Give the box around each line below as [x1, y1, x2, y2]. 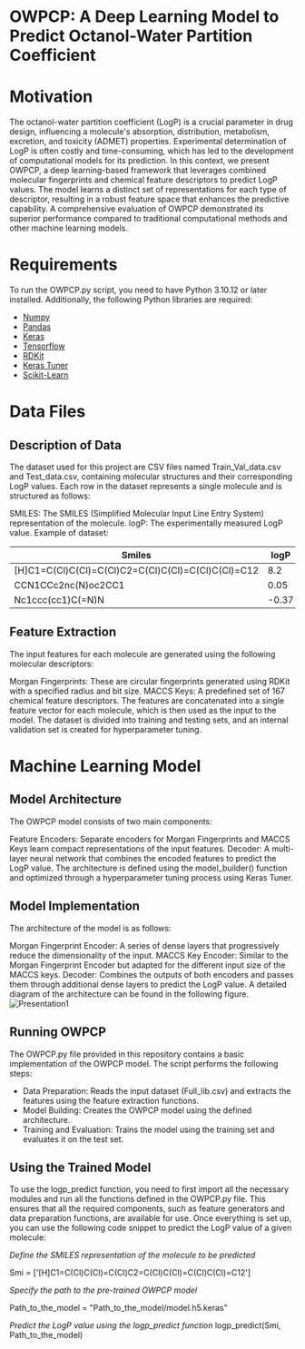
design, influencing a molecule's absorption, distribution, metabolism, [9, 126, 271, 137]
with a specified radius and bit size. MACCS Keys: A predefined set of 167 [9, 685, 286, 696]
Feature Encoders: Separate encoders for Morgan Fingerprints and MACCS [9, 833, 290, 844]
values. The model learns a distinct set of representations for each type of [9, 184, 288, 195]
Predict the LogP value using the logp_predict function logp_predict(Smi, [9, 1320, 281, 1331]
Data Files [9, 401, 86, 422]
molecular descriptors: [9, 658, 93, 669]
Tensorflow [22, 340, 65, 351]
